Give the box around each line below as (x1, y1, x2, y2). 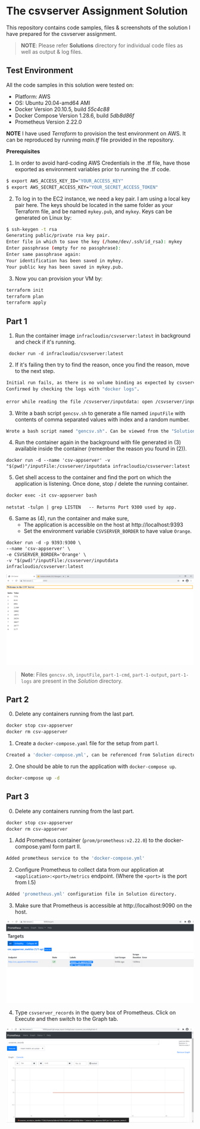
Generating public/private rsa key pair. (6, 233, 111, 239)
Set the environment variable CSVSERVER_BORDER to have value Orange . (23, 528, 192, 535)
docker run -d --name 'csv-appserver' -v (6, 458, 111, 464)
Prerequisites (6, 147, 40, 155)
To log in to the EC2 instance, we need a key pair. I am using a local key (14, 195, 190, 202)
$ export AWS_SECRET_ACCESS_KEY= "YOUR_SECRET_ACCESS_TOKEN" (6, 184, 159, 190)
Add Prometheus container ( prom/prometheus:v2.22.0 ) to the (14, 837, 163, 844)
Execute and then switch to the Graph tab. (14, 1015, 118, 1022)
